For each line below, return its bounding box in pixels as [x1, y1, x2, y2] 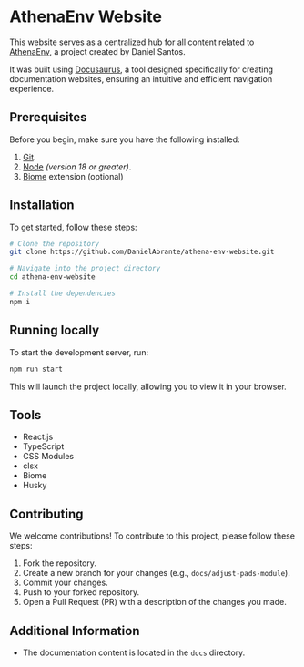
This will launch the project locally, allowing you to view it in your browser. [9, 381, 287, 392]
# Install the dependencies [9, 289, 117, 298]
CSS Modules [22, 451, 75, 462]
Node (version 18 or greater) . [22, 161, 132, 172]
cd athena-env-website [9, 272, 96, 282]
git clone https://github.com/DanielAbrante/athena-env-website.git [9, 248, 275, 257]
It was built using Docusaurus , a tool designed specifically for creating [9, 64, 274, 75]
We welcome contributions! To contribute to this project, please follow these [9, 530, 296, 541]
